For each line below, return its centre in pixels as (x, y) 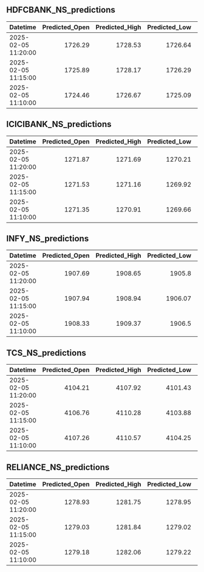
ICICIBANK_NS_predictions (59, 124)
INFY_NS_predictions (48, 239)
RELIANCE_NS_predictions (58, 467)
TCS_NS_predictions (46, 353)
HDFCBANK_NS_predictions (61, 10)
